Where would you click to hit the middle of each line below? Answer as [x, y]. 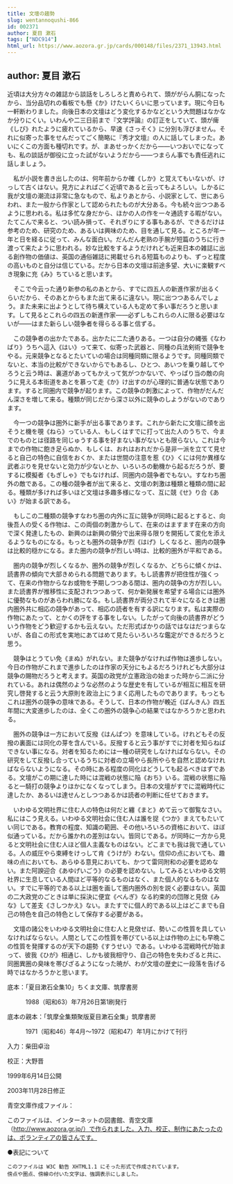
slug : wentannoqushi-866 [43, 20]
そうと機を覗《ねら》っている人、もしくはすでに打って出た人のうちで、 [110, 431]
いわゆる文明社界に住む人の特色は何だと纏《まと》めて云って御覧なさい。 [119, 809]
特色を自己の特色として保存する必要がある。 [83, 914]
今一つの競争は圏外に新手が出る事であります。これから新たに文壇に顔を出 [119, 422]
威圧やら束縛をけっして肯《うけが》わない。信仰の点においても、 [125, 853]
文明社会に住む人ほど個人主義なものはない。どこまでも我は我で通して [119, 844]
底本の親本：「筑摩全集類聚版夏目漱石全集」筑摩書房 [81, 1016]
